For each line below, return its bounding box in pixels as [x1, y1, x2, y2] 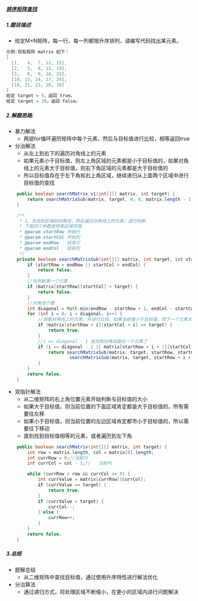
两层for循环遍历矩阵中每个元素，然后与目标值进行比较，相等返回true [23, 135, 190, 142]
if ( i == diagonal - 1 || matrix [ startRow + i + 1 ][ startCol [37, 344, 192, 350]
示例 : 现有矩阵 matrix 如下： [6, 49, 70, 55]
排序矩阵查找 [6, 5, 37, 12]
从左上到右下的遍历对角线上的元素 [23, 150, 107, 157]
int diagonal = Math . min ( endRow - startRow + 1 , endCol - [27, 306, 173, 311]
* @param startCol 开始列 [19, 234, 81, 241]
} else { [37, 509, 60, 515]
